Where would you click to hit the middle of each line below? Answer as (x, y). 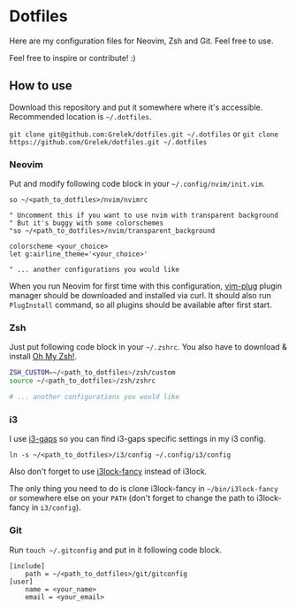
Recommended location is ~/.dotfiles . (80, 116)
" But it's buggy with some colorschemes (87, 223)
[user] (21, 582)
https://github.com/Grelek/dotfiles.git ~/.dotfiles (108, 142)
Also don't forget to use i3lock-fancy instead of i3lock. (108, 472)
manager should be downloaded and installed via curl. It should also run (140, 296)
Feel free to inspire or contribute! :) (72, 58)
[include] (27, 566)
